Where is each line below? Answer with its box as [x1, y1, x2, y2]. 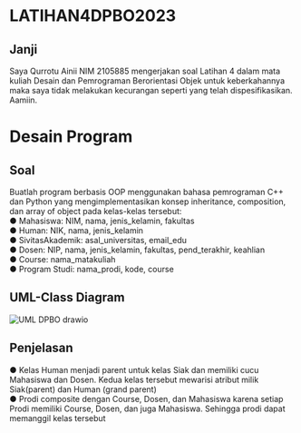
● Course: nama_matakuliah [9, 254, 116, 264]
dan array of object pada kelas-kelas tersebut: [9, 206, 182, 216]
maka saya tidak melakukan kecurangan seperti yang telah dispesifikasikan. [9, 85, 293, 95]
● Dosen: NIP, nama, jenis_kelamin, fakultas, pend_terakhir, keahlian [9, 244, 266, 255]
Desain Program [9, 126, 133, 147]
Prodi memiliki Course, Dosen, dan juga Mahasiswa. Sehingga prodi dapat [9, 403, 286, 414]
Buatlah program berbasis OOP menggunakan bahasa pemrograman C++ [9, 187, 284, 197]
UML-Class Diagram [9, 290, 125, 305]
